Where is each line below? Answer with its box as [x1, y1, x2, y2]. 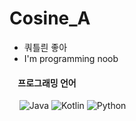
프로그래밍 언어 [17, 77, 77, 89]
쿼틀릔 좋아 [23, 41, 68, 53]
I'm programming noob [23, 52, 119, 64]
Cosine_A [9, 7, 91, 30]
